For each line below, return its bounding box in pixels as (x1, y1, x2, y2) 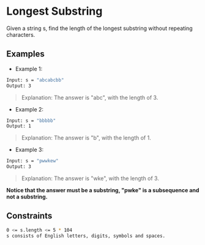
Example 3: (15, 146, 44, 154)
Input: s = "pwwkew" (6, 158, 59, 164)
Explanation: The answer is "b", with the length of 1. (21, 134, 151, 141)
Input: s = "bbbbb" (6, 118, 56, 124)
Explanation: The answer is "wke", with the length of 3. (21, 175, 159, 182)
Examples (6, 49, 45, 59)
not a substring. (6, 193, 48, 200)
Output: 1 (6, 123, 32, 129)
